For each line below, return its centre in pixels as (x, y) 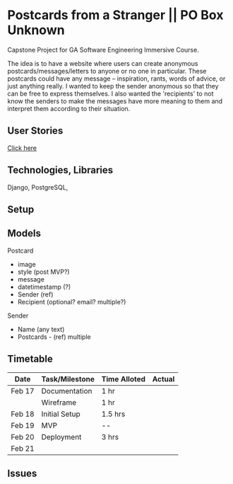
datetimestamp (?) (44, 287)
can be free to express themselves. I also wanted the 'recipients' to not (110, 93)
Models (24, 234)
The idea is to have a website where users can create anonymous (103, 63)
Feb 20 (23, 437)
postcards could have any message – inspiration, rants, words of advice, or (116, 79)
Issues (22, 473)
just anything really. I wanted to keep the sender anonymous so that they (113, 86)
